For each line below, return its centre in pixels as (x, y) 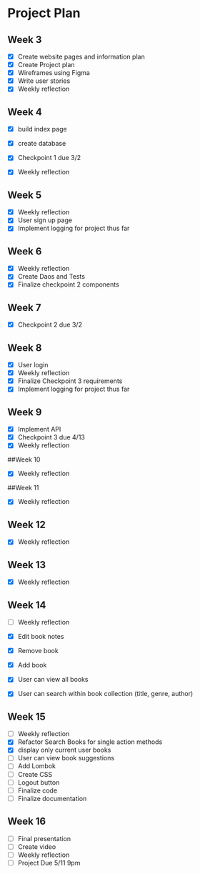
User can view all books (53, 680)
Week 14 (27, 605)
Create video (37, 846)
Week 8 (25, 348)
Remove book (38, 651)
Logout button (39, 782)
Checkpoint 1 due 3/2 (49, 158)
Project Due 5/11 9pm (49, 863)
